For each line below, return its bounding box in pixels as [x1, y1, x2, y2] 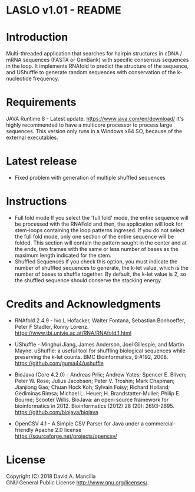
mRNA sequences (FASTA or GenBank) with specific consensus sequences [6, 57, 189, 64]
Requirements [6, 95, 77, 109]
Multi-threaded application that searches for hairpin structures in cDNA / [6, 50, 183, 57]
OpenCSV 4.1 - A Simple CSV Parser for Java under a [14, 420, 144, 427]
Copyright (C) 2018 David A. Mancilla [6, 473, 96, 480]
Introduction [6, 31, 68, 44]
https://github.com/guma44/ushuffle [14, 359, 104, 366]
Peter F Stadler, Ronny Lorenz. [14, 323, 89, 330]
